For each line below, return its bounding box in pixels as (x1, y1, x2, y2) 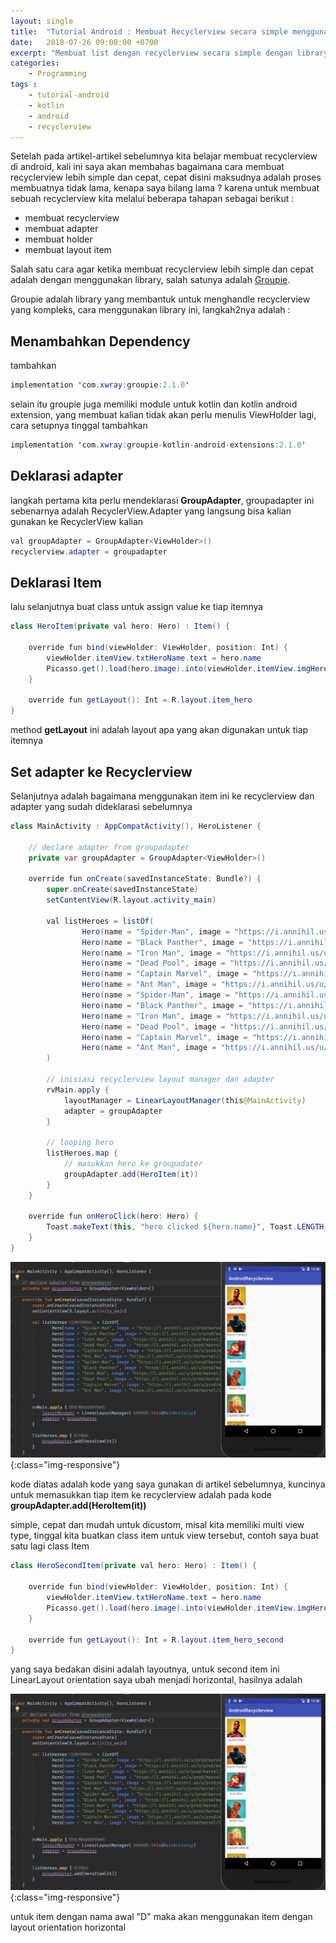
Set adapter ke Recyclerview (10, 763, 193, 780)
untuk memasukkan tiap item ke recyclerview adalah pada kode (10, 1489, 273, 1501)
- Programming (28, 69, 87, 79)
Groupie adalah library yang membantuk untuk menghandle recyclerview (10, 293, 311, 305)
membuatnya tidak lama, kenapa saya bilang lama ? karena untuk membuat (10, 182, 320, 194)
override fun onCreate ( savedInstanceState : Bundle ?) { (28, 874, 262, 884)
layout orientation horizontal (10, 1921, 127, 1933)
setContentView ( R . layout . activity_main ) (46, 895, 217, 905)
